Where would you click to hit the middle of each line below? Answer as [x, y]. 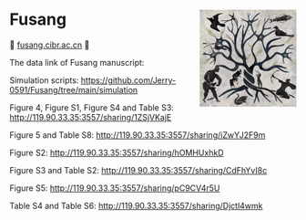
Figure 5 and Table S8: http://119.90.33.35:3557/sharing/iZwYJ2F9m [138, 135]
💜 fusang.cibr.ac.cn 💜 [50, 45]
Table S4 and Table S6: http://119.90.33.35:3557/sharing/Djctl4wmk [136, 205]
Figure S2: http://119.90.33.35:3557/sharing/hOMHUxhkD [117, 152]
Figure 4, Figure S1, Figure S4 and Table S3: [92, 107]
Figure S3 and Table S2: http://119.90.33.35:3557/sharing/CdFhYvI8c [138, 170]
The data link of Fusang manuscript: [77, 62]
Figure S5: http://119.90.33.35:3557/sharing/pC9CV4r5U [115, 188]
